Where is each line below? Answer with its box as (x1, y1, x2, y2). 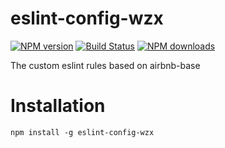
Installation (10, 95, 106, 117)
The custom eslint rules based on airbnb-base (10, 59, 201, 71)
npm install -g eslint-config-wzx (10, 127, 155, 137)
